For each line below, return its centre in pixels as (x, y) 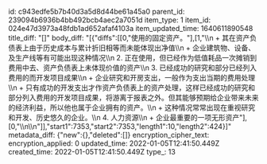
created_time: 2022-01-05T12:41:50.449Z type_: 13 (92, 152)
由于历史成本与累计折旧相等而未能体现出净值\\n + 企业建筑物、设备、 (142, 48)
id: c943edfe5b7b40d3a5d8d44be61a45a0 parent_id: (97, 12)
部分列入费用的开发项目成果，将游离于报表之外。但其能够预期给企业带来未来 (133, 98)
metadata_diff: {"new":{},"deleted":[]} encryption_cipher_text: (109, 135)
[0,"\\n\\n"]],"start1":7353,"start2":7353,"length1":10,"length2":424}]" (120, 126)
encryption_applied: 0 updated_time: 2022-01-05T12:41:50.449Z (114, 143)
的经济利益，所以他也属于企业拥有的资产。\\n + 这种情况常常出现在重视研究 (132, 107)
